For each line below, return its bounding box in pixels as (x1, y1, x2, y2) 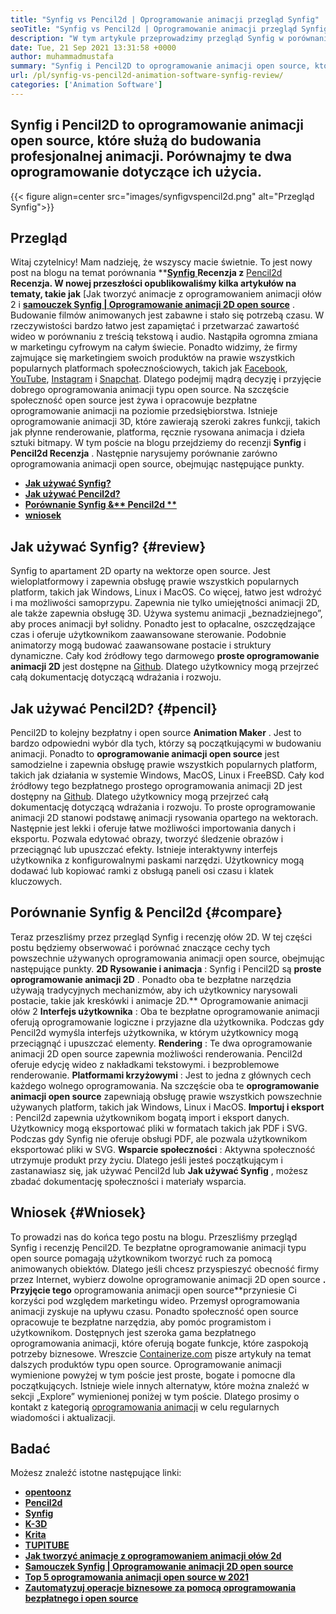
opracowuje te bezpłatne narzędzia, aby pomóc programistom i (10, 1316, 272, 1328)
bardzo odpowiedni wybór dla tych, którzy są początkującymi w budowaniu (10, 737, 322, 749)
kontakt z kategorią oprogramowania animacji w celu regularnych (10, 1401, 280, 1413)
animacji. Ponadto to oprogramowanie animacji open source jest (10, 748, 280, 760)
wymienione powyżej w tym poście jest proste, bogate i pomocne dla (10, 1369, 296, 1381)
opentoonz (24, 1486, 72, 1498)
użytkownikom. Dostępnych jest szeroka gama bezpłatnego (10, 1326, 257, 1338)
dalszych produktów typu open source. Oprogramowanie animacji (10, 1358, 282, 1370)
